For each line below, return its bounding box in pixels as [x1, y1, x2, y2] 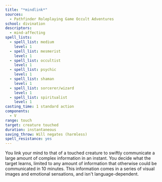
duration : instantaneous [5, 127, 56, 132]
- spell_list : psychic [9, 67, 56, 72]
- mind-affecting [9, 30, 46, 35]
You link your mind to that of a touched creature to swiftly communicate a [5, 150, 155, 156]
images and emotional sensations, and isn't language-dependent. [5, 171, 139, 177]
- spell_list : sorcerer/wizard [9, 85, 74, 91]
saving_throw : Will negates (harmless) [5, 132, 88, 137]
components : [5, 109, 30, 114]
